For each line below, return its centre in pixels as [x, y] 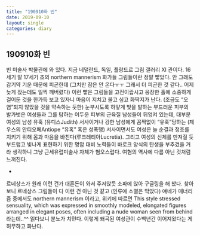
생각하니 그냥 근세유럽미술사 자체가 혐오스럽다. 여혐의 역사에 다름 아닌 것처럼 [101, 152]
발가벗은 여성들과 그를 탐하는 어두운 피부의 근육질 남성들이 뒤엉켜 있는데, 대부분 [99, 115]
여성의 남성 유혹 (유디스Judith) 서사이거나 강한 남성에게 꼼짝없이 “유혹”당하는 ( [98, 122]
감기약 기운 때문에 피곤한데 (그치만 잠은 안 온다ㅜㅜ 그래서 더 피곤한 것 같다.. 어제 [100, 85]
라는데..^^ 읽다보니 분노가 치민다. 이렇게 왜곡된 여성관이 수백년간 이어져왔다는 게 [99, 219]
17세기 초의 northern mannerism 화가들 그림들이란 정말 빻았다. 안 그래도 [108, 77]
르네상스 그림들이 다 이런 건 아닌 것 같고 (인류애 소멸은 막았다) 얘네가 [97, 191]
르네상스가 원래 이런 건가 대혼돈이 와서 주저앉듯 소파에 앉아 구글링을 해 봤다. [95, 184]
